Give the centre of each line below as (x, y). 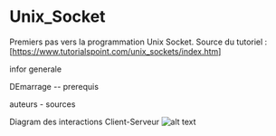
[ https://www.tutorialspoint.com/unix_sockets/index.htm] (115, 51)
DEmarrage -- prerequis (54, 86)
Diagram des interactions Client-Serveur (85, 121)
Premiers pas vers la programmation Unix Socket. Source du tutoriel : (138, 42)
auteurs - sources (43, 104)
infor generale (35, 69)
